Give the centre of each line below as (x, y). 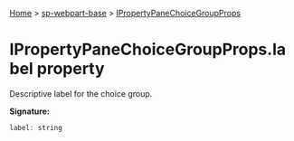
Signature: (29, 111)
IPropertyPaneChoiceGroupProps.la (148, 50)
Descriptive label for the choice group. (81, 93)
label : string (36, 127)
